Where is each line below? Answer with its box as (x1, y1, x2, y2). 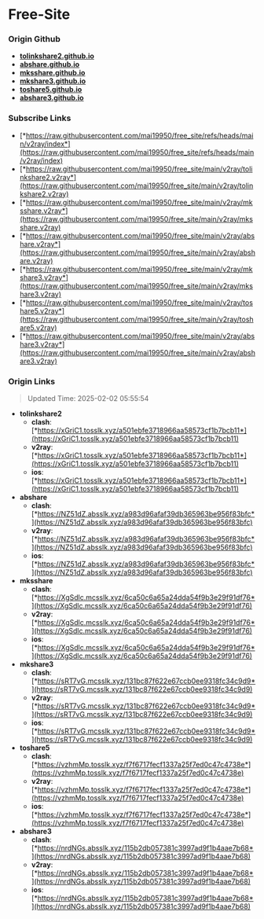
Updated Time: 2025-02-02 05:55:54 (27, 394, 149, 403)
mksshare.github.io (19, 68, 86, 78)
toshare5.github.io (19, 85, 82, 94)
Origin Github (8, 34, 61, 45)
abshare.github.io (19, 60, 80, 69)
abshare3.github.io (19, 93, 84, 103)
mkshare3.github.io (19, 76, 86, 86)
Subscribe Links (8, 112, 71, 123)
